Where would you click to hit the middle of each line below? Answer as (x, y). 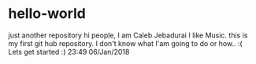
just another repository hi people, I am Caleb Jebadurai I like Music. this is (128, 35)
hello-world (47, 14)
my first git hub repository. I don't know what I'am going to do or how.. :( (125, 43)
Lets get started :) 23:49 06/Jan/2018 (69, 52)
